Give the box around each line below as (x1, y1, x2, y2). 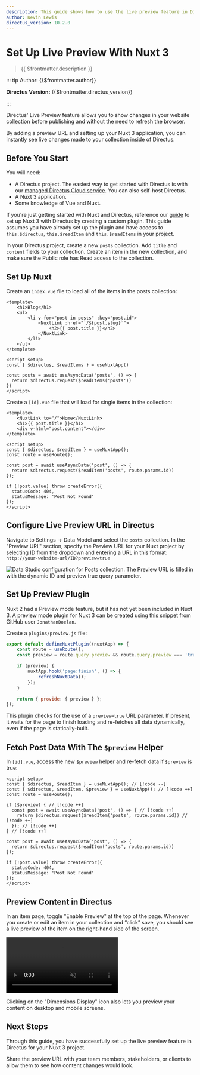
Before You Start (6, 153, 69, 163)
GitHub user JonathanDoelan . (6, 618, 76, 625)
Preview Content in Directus (6, 896, 112, 907)
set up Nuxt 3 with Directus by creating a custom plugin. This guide (6, 217, 171, 225)
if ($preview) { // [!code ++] (6, 802, 84, 808)
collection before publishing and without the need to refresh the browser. (6, 118, 186, 125)
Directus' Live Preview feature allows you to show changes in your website (6, 112, 190, 119)
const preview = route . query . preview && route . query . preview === (17, 652, 183, 658)
